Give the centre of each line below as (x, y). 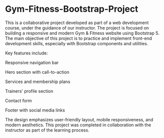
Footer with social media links (35, 110)
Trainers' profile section (29, 91)
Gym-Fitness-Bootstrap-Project (72, 9)
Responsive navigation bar (32, 62)
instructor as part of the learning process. (47, 130)
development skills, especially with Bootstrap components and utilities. (77, 43)
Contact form (18, 100)
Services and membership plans (38, 82)
